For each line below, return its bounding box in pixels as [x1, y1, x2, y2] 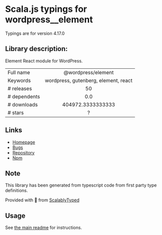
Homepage [12, 139, 36, 145]
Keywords [7, 77, 31, 84]
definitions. [5, 188, 28, 193]
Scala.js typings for [5, 3, 87, 15]
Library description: [5, 45, 68, 53]
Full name [7, 69, 31, 76]
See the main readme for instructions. [5, 225, 82, 231]
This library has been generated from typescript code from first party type [5, 182, 157, 188]
